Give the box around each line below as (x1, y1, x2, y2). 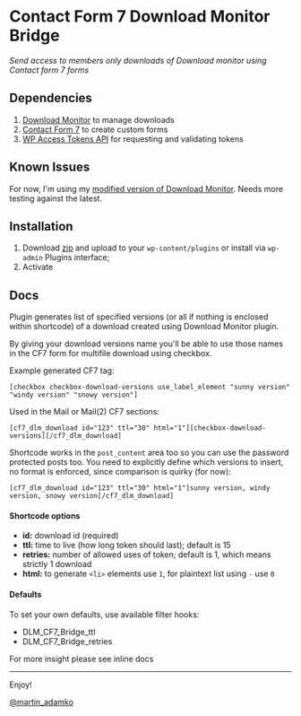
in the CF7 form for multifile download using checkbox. (9, 348, 212, 359)
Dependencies (9, 91, 92, 106)
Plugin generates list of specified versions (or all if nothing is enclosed (9, 311, 269, 322)
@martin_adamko (9, 696, 74, 707)
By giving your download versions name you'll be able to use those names (9, 338, 284, 349)
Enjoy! (9, 679, 33, 690)
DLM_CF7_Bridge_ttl (21, 626, 96, 637)
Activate (21, 262, 54, 273)
